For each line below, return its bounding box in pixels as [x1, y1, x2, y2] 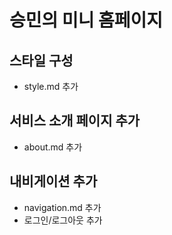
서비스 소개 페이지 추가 [9, 112, 141, 130]
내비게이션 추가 [9, 173, 98, 190]
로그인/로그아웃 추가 [23, 214, 103, 226]
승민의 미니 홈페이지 [9, 9, 164, 32]
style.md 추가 [23, 81, 79, 92]
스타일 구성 [9, 52, 74, 69]
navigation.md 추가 [23, 201, 102, 213]
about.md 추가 [23, 141, 83, 153]
